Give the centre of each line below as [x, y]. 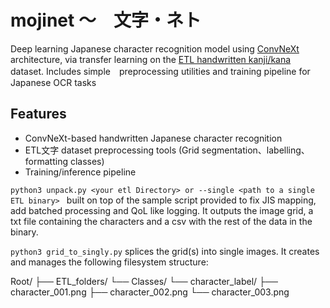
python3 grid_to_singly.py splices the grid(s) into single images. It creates [165, 251]
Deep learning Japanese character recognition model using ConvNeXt [155, 48]
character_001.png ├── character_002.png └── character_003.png [150, 292]
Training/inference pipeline [80, 172]
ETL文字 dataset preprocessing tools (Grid [112, 150]
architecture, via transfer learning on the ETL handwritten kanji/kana [151, 59]
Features [38, 114]
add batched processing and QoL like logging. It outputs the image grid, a [162, 210]
